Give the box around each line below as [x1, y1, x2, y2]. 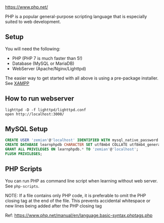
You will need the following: [5, 46, 61, 52]
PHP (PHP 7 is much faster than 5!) [12, 55, 83, 61]
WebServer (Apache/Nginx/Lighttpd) [12, 65, 86, 71]
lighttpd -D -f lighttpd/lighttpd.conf [5, 107, 86, 112]
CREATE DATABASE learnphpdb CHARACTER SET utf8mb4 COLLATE [5, 142, 128, 147]
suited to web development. [5, 19, 61, 24]
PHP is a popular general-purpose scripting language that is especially [5, 14, 147, 19]
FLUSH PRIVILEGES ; [5, 151, 42, 157]
